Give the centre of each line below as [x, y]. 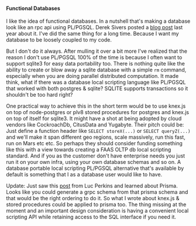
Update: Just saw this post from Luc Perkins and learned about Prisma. [92, 186]
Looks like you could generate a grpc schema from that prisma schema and [97, 192]
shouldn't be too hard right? [39, 95]
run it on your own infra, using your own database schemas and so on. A [94, 162]
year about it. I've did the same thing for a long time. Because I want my [93, 34]
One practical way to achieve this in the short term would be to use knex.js [96, 106]
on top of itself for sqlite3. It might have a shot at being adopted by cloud [94, 119]
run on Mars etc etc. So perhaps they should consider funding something [94, 143]
